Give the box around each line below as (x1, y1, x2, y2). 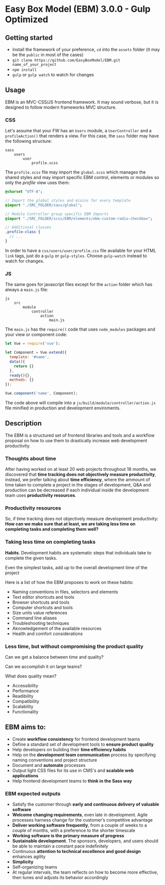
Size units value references (12, 610, 68, 615)
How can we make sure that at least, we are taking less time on (5, 521, 136, 527)
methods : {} (9, 377, 34, 382)
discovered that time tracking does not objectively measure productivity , (5, 471, 156, 478)
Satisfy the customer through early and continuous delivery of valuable (12, 801, 160, 807)
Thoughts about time (5, 455, 56, 462)
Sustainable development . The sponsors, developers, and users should (12, 838, 159, 844)
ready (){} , (9, 373, 32, 378)
